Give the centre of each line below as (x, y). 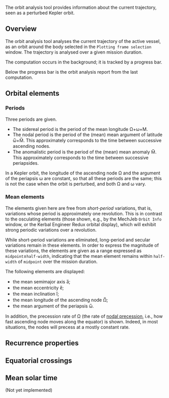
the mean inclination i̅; (36, 294)
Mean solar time (31, 378)
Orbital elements (32, 93)
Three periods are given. (31, 119)
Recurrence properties (42, 343)
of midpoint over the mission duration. (58, 261)
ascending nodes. (32, 146)
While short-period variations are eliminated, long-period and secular (78, 239)
